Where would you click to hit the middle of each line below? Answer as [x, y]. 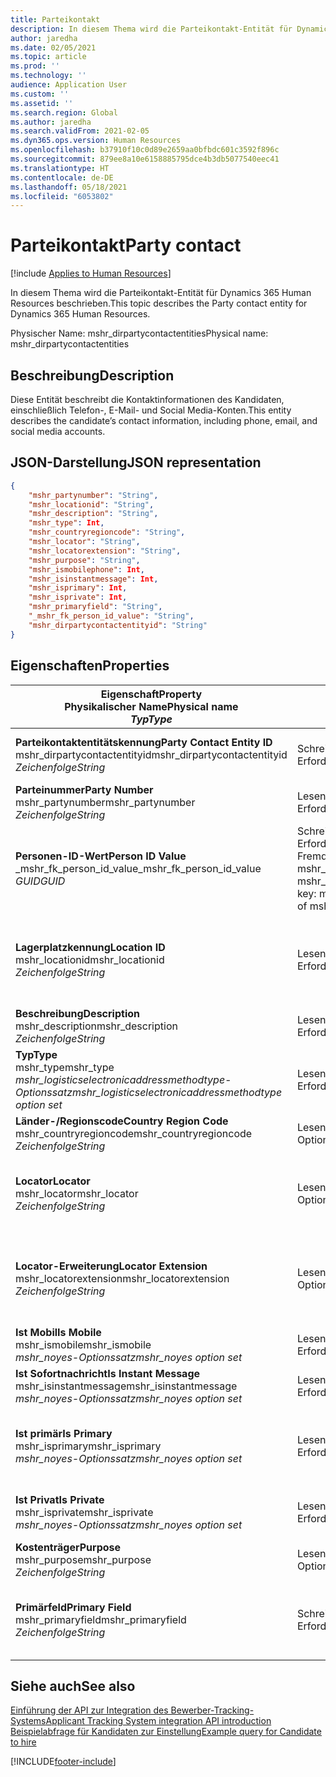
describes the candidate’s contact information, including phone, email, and [164, 420]
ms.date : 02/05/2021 [53, 47]
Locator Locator [53, 1181]
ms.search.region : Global [64, 112]
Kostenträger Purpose [68, 1547]
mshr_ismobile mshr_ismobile [83, 1344]
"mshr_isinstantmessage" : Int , [93, 579]
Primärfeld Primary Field [73, 1607]
